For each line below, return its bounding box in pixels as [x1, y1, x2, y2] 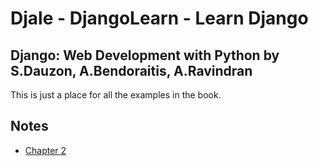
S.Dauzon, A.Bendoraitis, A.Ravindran [10, 62, 253, 79]
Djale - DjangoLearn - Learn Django [10, 7, 309, 30]
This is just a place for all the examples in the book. [10, 89, 222, 101]
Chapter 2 [24, 144, 67, 156]
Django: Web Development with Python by [10, 47, 280, 64]
